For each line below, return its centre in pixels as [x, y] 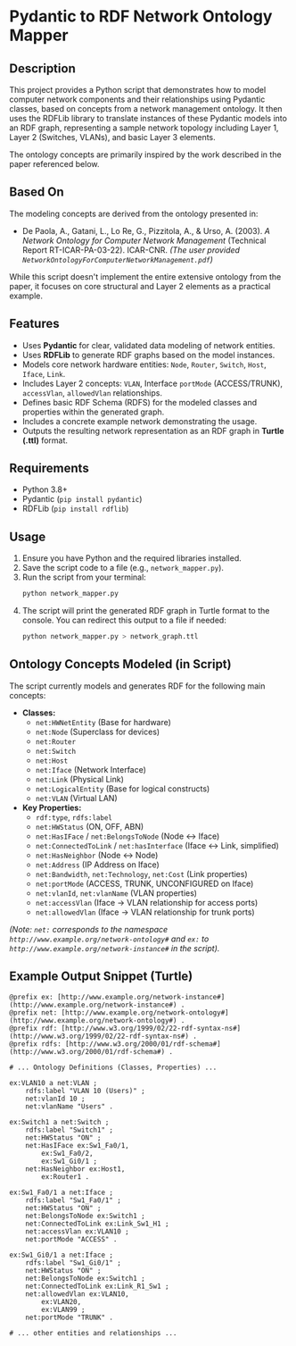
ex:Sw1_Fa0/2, [67, 1153]
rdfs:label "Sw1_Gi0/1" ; [74, 1262]
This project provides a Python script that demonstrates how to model [138, 90]
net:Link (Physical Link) [80, 779]
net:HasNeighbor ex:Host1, [75, 1169]
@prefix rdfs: [36, 1044]
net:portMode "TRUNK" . [70, 1317]
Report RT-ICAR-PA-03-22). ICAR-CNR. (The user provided [131, 250]
